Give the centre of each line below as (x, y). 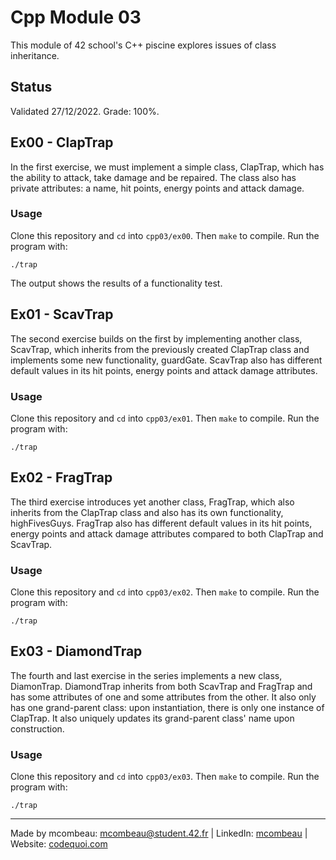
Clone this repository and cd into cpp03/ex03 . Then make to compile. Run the (165, 777)
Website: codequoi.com (59, 844)
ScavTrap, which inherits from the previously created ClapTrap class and (160, 349)
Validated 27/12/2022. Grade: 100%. (85, 111)
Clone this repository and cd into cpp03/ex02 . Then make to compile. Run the (165, 592)
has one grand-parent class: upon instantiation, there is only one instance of (167, 707)
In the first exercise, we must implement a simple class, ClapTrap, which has (167, 167)
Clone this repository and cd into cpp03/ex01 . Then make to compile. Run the (165, 418)
